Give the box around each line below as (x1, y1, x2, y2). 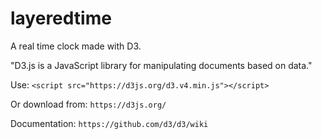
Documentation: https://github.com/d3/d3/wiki (10, 117, 209, 129)
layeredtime (10, 7, 112, 30)
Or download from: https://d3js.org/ (10, 98, 167, 110)
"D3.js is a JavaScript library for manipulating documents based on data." (10, 59, 313, 71)
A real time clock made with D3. (10, 40, 142, 52)
